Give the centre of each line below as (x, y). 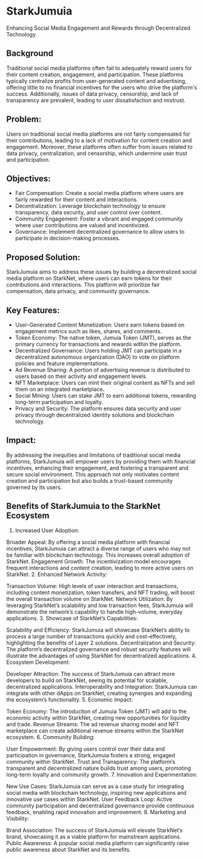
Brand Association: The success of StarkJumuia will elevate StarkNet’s (95, 830)
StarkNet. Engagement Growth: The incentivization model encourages (94, 561)
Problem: (24, 119)
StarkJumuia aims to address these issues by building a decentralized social (101, 272)
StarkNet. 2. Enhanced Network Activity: (57, 574)
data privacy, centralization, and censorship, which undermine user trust (97, 153)
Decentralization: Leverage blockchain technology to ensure (90, 206)
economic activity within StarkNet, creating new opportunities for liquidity (98, 718)
